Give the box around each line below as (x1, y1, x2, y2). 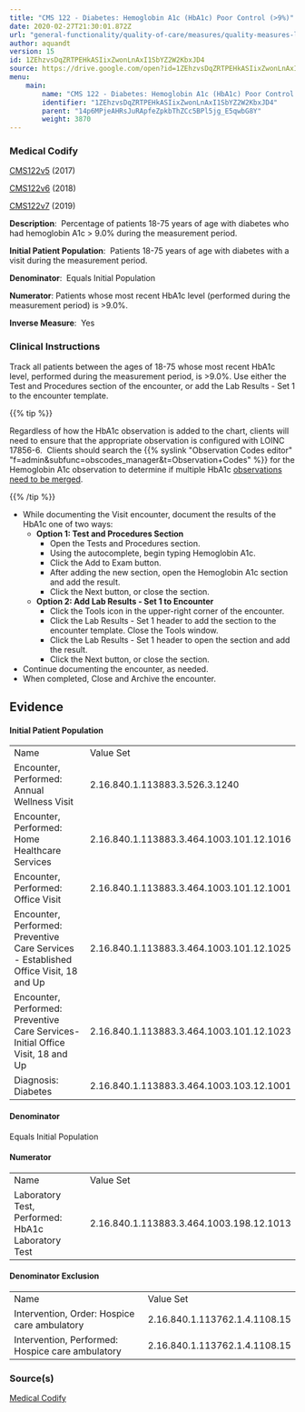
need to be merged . (9, 474, 84, 485)
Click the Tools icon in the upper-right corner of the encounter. (49, 606, 285, 616)
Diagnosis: (14, 1074, 59, 1087)
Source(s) (9, 1372, 54, 1385)
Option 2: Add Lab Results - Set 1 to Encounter (35, 596, 214, 606)
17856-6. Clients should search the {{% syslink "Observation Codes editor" (9, 445, 293, 456)
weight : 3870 (42, 115, 92, 124)
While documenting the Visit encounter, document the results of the (22, 508, 277, 519)
